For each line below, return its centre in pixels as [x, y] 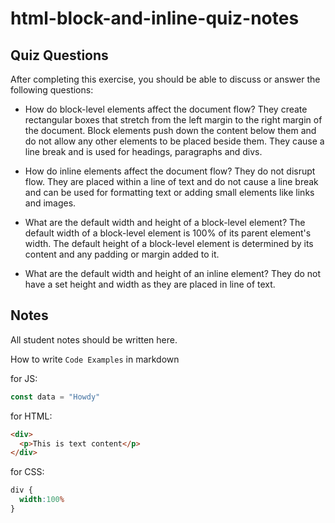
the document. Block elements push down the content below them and [170, 130]
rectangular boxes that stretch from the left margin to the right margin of [173, 120]
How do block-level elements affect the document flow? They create [166, 109]
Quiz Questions [59, 55]
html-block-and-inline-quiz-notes [155, 18]
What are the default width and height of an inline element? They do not [173, 273]
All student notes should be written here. [94, 339]
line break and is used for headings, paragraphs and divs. [143, 151]
